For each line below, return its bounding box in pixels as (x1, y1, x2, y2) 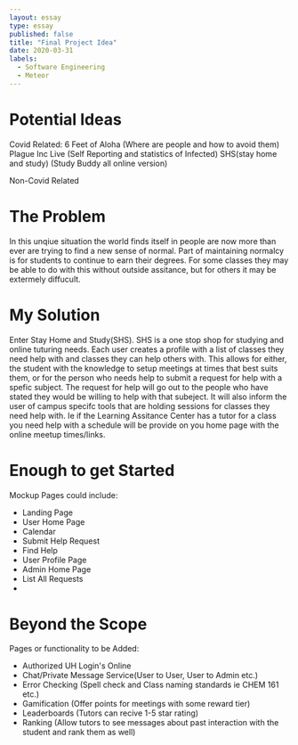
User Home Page (21, 516, 85, 527)
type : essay (9, 21, 53, 30)
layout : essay (9, 12, 62, 22)
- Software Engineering (17, 63, 105, 72)
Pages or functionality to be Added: (9, 643, 140, 654)
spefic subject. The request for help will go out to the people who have (9, 381, 269, 392)
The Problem (9, 206, 106, 226)
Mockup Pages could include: (9, 489, 118, 500)
